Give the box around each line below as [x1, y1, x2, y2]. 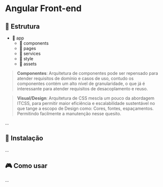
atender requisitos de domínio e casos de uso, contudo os [17, 76, 134, 81]
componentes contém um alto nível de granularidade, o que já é [17, 81, 145, 86]
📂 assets [19, 61, 37, 67]
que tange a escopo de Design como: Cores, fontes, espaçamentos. [17, 105, 154, 111]
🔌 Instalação [5, 134, 43, 142]
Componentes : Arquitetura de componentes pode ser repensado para [17, 70, 158, 76]
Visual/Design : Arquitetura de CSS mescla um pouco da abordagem [17, 95, 155, 101]
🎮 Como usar [5, 162, 48, 170]
